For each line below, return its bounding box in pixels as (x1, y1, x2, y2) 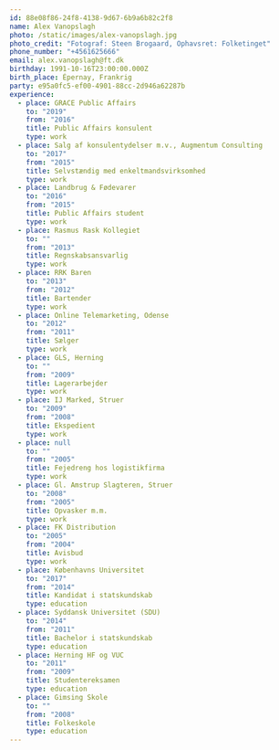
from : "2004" (26, 540, 76, 549)
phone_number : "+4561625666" (9, 48, 120, 57)
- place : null (17, 438, 71, 448)
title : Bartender (26, 293, 92, 302)
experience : (9, 90, 55, 99)
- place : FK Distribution (17, 523, 117, 533)
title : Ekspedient (26, 421, 96, 430)
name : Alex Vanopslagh (9, 22, 96, 31)
